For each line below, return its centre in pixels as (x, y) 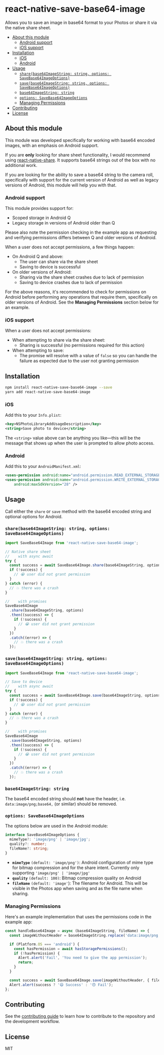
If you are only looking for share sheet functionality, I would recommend (78, 155)
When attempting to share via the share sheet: (59, 340)
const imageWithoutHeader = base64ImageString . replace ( (67, 935)
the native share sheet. (28, 27)
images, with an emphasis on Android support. (52, 145)
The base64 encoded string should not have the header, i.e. (65, 799)
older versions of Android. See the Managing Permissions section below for (82, 302)
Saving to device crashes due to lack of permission (71, 283)
